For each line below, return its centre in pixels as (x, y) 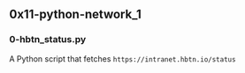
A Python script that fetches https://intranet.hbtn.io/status (122, 58)
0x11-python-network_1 (75, 15)
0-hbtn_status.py (48, 40)
